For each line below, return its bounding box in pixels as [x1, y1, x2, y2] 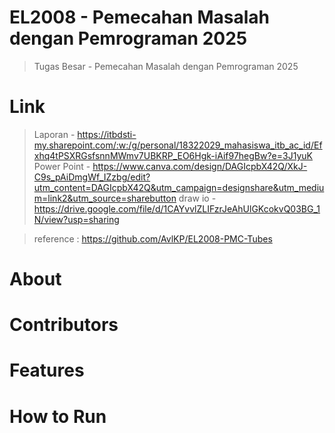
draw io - [178, 192, 217, 204]
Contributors [9, 314, 119, 336]
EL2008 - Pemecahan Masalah [9, 6, 270, 29]
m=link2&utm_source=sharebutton [33, 192, 177, 204]
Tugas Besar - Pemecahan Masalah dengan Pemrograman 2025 [33, 60, 299, 72]
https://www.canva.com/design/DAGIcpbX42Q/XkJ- [92, 160, 308, 172]
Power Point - [33, 160, 91, 172]
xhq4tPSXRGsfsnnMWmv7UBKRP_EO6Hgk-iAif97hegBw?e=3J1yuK [33, 149, 313, 161]
